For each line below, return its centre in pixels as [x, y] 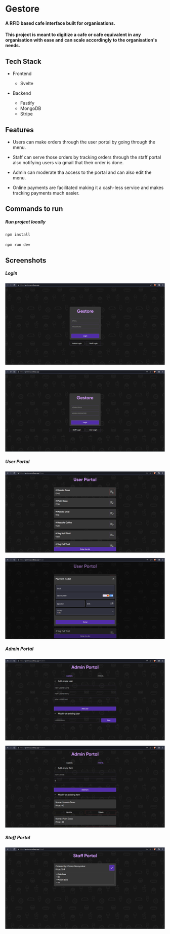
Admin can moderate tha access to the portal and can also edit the [82, 172]
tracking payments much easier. [46, 193]
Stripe [26, 114]
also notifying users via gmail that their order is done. [68, 162]
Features [19, 130]
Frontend [22, 73]
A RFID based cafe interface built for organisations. [60, 23]
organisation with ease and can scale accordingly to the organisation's [81, 40]
